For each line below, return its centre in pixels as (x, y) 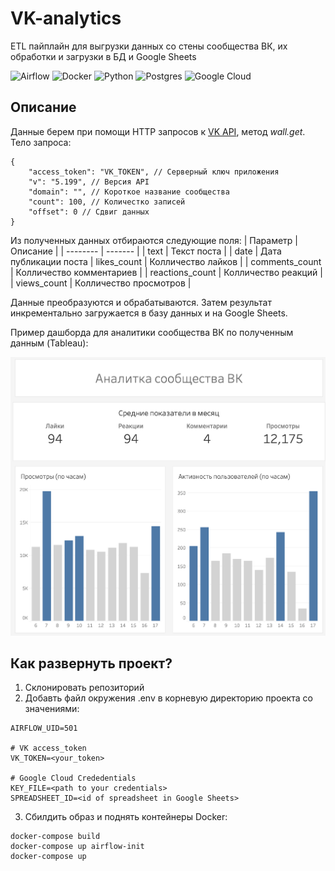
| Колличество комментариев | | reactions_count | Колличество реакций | (166, 272)
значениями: (52, 709)
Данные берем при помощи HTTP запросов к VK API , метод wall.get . (158, 131)
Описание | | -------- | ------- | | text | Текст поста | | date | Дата (146, 251)
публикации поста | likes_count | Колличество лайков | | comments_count (166, 261)
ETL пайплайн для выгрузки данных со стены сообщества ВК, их (149, 46)
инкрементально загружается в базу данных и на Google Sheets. (149, 313)
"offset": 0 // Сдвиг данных (89, 212)
